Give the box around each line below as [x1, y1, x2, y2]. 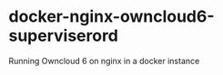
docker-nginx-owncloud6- [8, 6, 215, 27]
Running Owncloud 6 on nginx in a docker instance [8, 55, 200, 66]
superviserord [8, 25, 119, 46]
